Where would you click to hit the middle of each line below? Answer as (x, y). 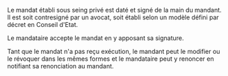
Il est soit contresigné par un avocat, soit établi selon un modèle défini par (113, 17)
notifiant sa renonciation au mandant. (60, 66)
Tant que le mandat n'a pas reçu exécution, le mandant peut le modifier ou (114, 51)
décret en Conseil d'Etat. (43, 25)
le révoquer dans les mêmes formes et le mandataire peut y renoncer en (111, 59)
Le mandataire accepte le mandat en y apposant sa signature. (96, 38)
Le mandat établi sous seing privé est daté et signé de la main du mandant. (115, 10)
